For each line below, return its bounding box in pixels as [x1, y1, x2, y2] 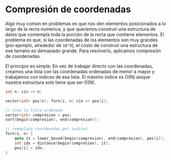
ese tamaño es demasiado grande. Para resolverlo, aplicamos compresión [5, 48, 161, 54]
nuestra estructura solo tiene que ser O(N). [5, 79, 96, 85]
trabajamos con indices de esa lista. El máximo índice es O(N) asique [5, 74, 151, 80]
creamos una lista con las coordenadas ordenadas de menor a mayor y [5, 68, 155, 75]
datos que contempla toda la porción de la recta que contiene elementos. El [5, 31, 164, 37]
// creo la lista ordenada [5, 107, 63, 113]
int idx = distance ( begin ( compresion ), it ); [14, 141, 111, 146]
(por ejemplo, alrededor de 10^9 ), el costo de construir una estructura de [5, 42, 158, 48]
